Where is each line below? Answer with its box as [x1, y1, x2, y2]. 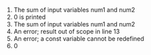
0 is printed [13, 13, 46, 21]
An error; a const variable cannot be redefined [13, 35, 145, 43]
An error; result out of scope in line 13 [13, 27, 120, 35]
